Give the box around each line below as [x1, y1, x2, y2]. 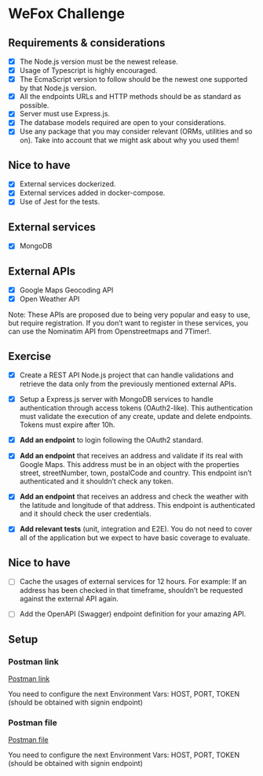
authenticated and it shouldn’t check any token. [19, 476, 174, 486]
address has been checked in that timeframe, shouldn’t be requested [19, 586, 243, 595]
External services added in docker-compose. [19, 188, 166, 197]
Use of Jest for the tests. [19, 197, 100, 207]
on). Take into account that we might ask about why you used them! [19, 135, 239, 145]
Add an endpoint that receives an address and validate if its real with [19, 451, 243, 461]
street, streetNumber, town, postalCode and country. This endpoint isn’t [19, 469, 252, 478]
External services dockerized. [19, 179, 116, 189]
